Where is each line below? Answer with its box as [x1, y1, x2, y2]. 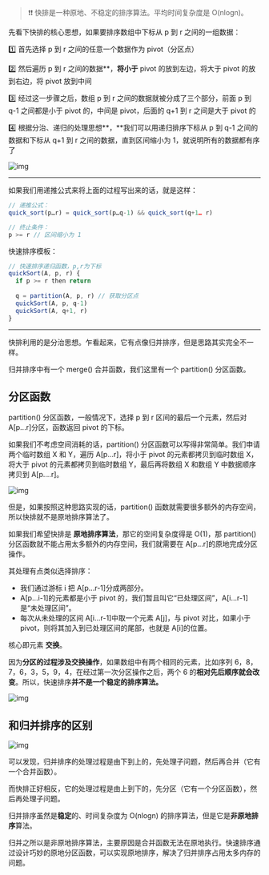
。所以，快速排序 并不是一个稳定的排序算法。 [15, 677, 163, 687]
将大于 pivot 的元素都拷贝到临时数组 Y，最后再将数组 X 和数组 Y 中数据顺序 [8, 460, 256, 469]
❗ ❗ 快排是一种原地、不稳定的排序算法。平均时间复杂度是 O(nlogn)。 [27, 8, 248, 17]
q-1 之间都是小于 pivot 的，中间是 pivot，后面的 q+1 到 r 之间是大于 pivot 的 [8, 106, 256, 115]
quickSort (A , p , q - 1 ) [15, 299, 88, 307]
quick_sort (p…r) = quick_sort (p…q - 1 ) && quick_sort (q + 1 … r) [8, 208, 214, 217]
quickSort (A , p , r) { [8, 270, 81, 278]
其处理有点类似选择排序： [8, 566, 93, 576]
